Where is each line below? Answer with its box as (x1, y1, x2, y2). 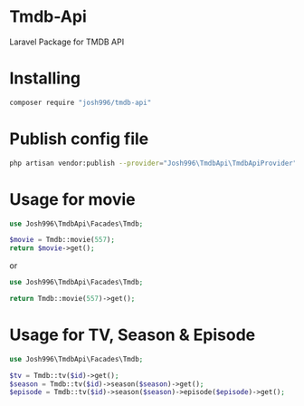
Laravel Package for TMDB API (9, 36, 125, 47)
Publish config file (9, 129, 149, 149)
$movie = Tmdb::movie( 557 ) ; (9, 236, 116, 245)
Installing (9, 68, 81, 89)
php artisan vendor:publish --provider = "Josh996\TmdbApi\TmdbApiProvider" (9, 159, 298, 168)
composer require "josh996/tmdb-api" (9, 98, 152, 107)
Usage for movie (9, 188, 136, 209)
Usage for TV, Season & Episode (9, 324, 256, 345)
